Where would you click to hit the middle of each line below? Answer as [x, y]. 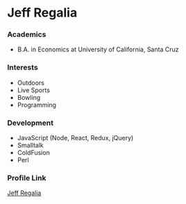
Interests [23, 67]
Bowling [29, 97]
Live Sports [34, 90]
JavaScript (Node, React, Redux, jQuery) [75, 138]
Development [31, 123]
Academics [27, 35]
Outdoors [31, 83]
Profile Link [27, 178]
